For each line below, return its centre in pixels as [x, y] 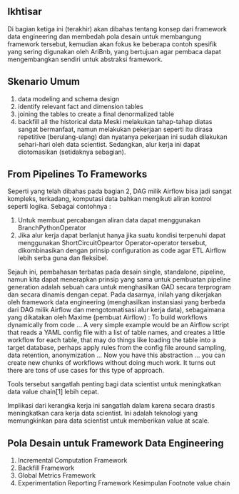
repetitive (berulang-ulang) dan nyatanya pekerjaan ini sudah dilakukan [122, 137]
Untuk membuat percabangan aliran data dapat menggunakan [109, 220]
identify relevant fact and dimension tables [81, 106]
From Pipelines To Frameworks [77, 174]
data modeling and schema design [68, 98]
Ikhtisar [25, 12]
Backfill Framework [46, 468]
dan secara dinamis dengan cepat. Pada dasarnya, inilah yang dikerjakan [115, 294]
